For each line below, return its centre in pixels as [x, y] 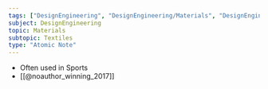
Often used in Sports [54, 68]
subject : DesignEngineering [55, 23]
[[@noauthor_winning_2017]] [67, 76]
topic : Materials [37, 30]
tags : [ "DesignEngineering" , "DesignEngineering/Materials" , [112, 15]
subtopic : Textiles [41, 38]
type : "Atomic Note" [43, 45]
